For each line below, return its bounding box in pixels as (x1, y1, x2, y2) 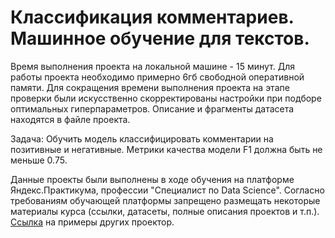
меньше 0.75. (10, 154, 68, 166)
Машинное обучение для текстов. (10, 27, 310, 50)
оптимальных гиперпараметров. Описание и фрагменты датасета (10, 102, 295, 115)
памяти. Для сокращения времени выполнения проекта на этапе (10, 81, 290, 93)
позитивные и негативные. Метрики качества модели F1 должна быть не (10, 143, 323, 155)
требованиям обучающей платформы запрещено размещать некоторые (10, 194, 321, 206)
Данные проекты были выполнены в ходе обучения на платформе (10, 173, 295, 185)
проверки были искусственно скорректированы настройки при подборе (10, 92, 322, 104)
